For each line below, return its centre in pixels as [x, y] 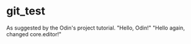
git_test [26, 11]
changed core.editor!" [34, 34]
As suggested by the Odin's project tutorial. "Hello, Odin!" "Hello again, [95, 28]
